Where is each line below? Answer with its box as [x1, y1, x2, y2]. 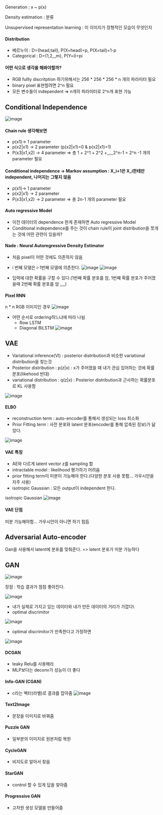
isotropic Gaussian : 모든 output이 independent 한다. [12, 485, 116, 491]
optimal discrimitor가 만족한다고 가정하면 [12, 629, 91, 635]
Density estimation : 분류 [5, 14, 54, 20]
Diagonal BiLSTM [19, 325, 54, 331]
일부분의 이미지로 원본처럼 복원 [12, 736, 71, 742]
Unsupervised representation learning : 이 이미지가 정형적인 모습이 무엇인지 [5, 24, 152, 30]
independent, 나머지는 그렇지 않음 [5, 174, 72, 180]
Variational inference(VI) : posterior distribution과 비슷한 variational [12, 353, 145, 359]
